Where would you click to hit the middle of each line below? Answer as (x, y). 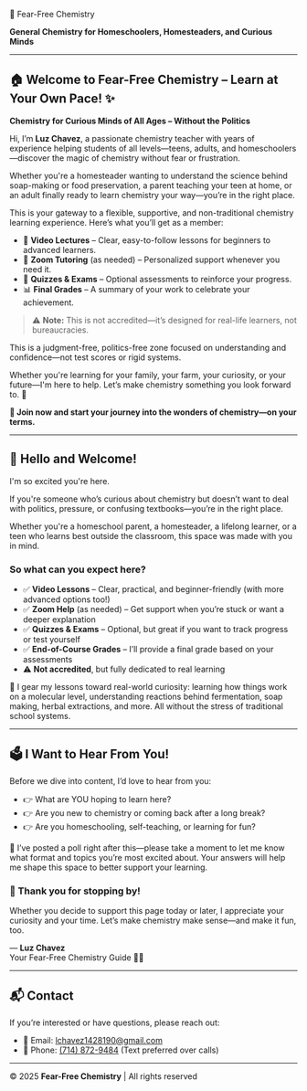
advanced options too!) (67, 599)
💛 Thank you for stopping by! (75, 891)
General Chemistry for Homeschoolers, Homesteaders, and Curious (141, 32)
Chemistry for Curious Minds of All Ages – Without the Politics (130, 121)
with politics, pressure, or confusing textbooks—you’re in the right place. (146, 508)
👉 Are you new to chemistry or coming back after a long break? (144, 812)
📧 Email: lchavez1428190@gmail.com (92, 1040)
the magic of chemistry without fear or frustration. (146, 158)
